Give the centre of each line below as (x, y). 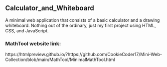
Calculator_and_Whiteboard (50, 8)
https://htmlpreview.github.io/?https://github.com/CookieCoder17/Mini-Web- (84, 55)
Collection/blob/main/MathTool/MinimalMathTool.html (60, 60)
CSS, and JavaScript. (27, 31)
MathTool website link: (33, 43)
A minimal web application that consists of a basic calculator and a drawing (83, 20)
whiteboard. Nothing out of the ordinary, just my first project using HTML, (81, 25)
